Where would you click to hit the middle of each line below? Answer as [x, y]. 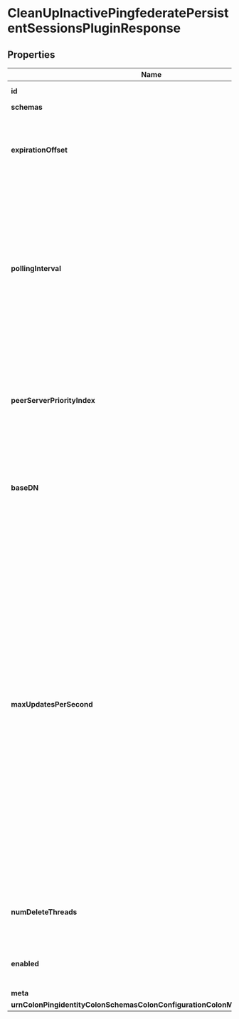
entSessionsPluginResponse [94, 28]
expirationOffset [39, 150]
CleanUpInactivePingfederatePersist [118, 13]
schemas [27, 107]
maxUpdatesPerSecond [52, 704]
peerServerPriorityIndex [53, 400]
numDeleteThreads [44, 912]
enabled [25, 964]
